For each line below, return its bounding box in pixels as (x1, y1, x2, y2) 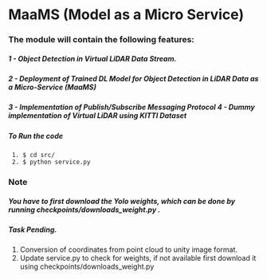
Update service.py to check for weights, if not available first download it (19, 253, 257, 263)
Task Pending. (8, 225, 57, 234)
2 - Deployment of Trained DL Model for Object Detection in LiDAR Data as (8, 74, 259, 84)
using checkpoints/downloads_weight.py (19, 261, 155, 272)
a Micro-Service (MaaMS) (8, 82, 97, 92)
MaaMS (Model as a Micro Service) (8, 6, 245, 24)
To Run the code (8, 131, 64, 140)
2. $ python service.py (11, 158, 91, 167)
